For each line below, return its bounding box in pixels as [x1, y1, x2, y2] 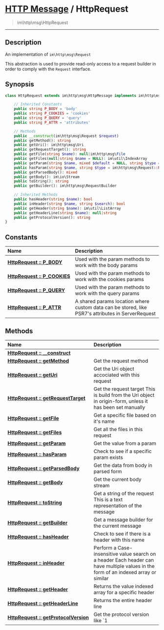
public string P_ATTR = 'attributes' [14, 120, 91, 125]
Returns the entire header [93, 597, 152, 604]
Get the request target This [93, 385, 155, 392]
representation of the [93, 502, 143, 509]
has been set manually [93, 404, 145, 411]
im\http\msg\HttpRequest [17, 20, 68, 25]
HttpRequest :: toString [7, 499, 62, 506]
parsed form [93, 468, 122, 475]
